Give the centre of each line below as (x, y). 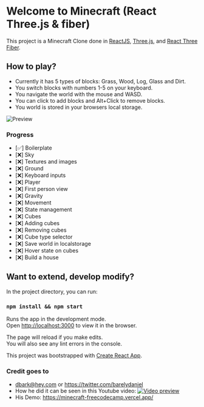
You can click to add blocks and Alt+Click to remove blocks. (90, 100)
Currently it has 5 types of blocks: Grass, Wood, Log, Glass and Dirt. (100, 81)
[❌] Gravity (29, 196)
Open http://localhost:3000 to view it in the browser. (72, 325)
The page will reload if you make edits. (55, 337)
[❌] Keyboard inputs (40, 175)
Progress (20, 134)
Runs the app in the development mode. (56, 319)
